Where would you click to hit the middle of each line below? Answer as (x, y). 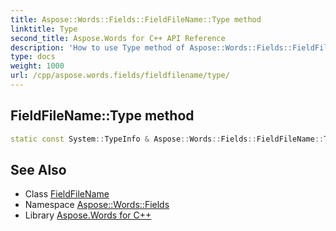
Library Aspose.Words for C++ (88, 215)
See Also (38, 169)
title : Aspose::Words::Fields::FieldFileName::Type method (136, 19)
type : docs (33, 57)
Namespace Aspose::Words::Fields (97, 205)
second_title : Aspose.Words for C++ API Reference (118, 38)
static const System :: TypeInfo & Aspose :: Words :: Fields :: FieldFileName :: (167, 139)
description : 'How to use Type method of (98, 47)
